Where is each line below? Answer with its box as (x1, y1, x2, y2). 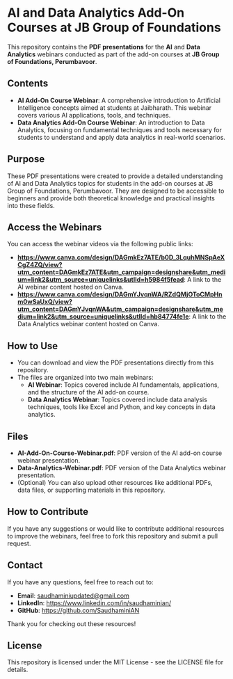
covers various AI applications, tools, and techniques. (17, 111, 171, 119)
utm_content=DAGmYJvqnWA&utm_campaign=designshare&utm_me (17, 305, 224, 314)
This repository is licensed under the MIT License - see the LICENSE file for (7, 658, 224, 666)
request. (7, 539, 31, 548)
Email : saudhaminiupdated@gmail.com (17, 591, 130, 600)
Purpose (7, 153, 45, 165)
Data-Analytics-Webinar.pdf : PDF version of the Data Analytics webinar (17, 464, 226, 472)
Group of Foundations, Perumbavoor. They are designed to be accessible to (7, 186, 225, 195)
